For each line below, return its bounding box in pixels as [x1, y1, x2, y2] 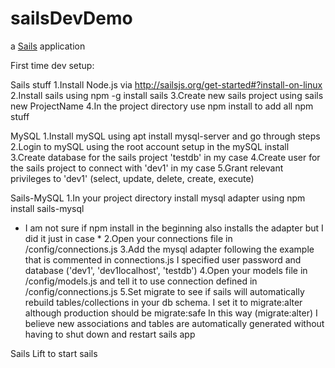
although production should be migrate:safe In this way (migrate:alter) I [24, 307, 318, 319]
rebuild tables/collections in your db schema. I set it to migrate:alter [24, 296, 303, 308]
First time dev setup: [10, 59, 95, 71]
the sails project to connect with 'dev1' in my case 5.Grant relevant [10, 162, 284, 174]
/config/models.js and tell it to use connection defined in [24, 275, 258, 287]
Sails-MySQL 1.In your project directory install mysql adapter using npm [10, 192, 306, 204]
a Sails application [10, 40, 86, 52]
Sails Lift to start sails [10, 347, 98, 359]
